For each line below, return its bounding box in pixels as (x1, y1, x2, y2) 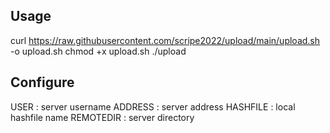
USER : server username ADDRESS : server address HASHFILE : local (10, 100, 296, 113)
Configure (10, 74, 75, 91)
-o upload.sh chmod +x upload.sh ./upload (10, 45, 187, 57)
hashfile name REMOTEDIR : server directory (10, 111, 195, 123)
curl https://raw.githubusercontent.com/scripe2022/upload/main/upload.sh (10, 34, 321, 46)
